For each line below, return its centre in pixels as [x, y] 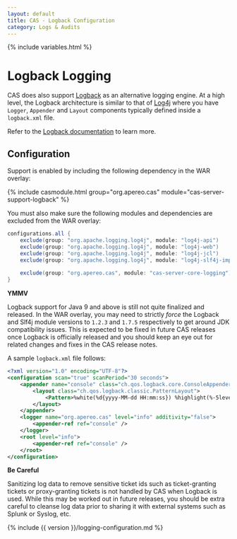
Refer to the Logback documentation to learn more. [82, 132]
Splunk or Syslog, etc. [39, 514]
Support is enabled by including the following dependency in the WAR [109, 171]
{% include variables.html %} [50, 47]
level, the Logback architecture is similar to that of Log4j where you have [113, 103]
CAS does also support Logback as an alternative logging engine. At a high [116, 95]
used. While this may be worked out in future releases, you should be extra [116, 499]
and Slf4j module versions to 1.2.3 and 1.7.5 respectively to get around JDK [119, 322]
